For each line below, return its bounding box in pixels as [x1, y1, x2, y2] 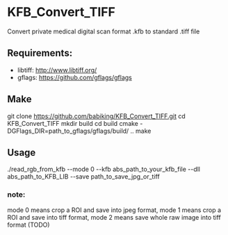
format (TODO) [7, 220, 50, 229]
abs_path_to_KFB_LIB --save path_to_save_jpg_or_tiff [7, 172, 160, 181]
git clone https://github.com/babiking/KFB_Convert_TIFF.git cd [7, 112, 186, 120]
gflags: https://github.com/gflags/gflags [17, 73, 132, 81]
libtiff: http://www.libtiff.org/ [17, 65, 97, 74]
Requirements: [7, 47, 73, 59]
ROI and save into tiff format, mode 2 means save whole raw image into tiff [7, 213, 221, 221]
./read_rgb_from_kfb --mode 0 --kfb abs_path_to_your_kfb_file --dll [7, 165, 200, 174]
